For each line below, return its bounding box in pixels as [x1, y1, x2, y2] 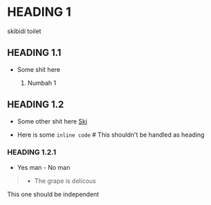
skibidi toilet [7, 27, 41, 35]
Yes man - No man [17, 163, 70, 171]
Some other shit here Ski [17, 117, 88, 125]
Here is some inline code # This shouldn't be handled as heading [17, 130, 205, 139]
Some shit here [17, 65, 61, 73]
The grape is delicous [34, 177, 97, 185]
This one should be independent [7, 190, 99, 198]
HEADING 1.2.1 [7, 148, 57, 157]
